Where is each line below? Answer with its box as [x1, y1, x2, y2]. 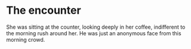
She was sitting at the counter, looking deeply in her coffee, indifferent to [6, 23, 186, 30]
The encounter [6, 4, 82, 17]
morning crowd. [6, 36, 45, 43]
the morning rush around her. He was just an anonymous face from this [6, 29, 181, 36]
